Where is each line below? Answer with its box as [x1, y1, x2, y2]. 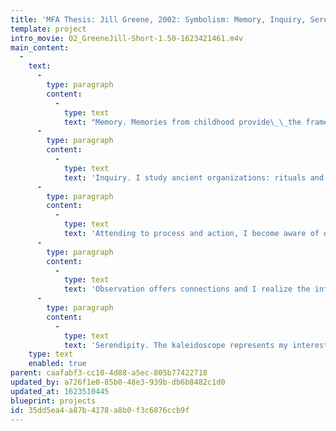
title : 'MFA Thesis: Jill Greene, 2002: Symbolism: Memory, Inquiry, [10, 14, 307, 25]
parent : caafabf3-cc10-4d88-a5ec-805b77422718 [10, 368, 208, 378]
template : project [10, 24, 87, 34]
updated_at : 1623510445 [10, 386, 110, 396]
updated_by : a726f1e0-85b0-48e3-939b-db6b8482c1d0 [10, 377, 226, 387]
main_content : [10, 42, 70, 53]
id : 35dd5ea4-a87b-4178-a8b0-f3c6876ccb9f [10, 405, 190, 415]
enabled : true [28, 359, 87, 369]
